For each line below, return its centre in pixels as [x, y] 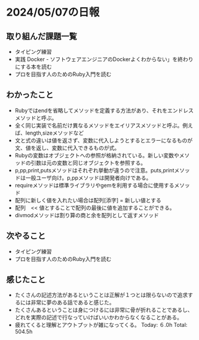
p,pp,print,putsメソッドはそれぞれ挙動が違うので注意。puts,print [94, 170]
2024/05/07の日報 [53, 12]
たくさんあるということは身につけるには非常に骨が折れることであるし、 [104, 310]
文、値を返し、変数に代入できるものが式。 [67, 148]
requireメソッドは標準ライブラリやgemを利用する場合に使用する [94, 185]
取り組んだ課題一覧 [42, 36]
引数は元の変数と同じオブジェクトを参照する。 [88, 163]
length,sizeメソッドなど [55, 133]
